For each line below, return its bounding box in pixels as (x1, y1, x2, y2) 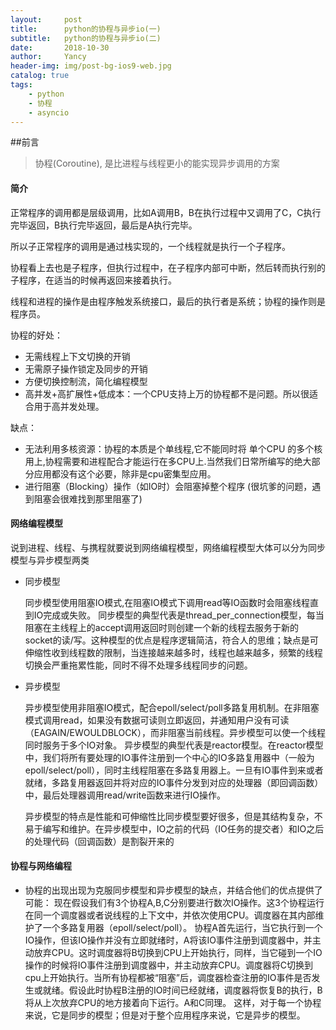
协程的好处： (10, 329, 63, 341)
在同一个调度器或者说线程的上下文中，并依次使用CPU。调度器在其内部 (24, 909, 316, 921)
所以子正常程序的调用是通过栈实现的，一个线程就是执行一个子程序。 (10, 240, 291, 252)
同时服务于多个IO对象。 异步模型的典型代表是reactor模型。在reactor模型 (24, 739, 324, 751)
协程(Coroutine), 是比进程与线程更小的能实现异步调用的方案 (34, 157, 280, 170)
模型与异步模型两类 (10, 554, 90, 566)
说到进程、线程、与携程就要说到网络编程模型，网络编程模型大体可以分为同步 (10, 541, 326, 553)
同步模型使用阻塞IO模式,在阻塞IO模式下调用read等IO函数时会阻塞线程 (24, 596, 310, 608)
